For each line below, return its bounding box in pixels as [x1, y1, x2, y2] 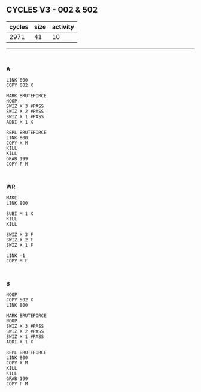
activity [51, 22, 75, 31]
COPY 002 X [6, 82, 33, 88]
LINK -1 [6, 252, 26, 259]
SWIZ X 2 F [6, 237, 33, 243]
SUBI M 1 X [6, 210, 33, 217]
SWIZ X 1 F [6, 242, 33, 248]
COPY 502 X [6, 297, 33, 303]
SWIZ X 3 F [6, 231, 33, 238]
